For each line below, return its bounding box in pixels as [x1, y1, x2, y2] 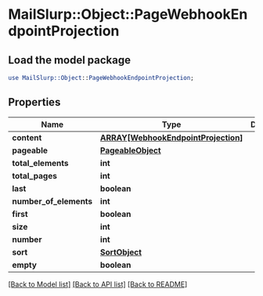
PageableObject [100, 145, 162, 156]
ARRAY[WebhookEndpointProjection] [100, 132, 243, 143]
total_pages [12, 170, 57, 181]
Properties [8, 96, 61, 109]
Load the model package [8, 53, 131, 67]
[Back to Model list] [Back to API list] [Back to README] [8, 280, 188, 289]
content [12, 132, 42, 143]
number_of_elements [12, 196, 93, 207]
